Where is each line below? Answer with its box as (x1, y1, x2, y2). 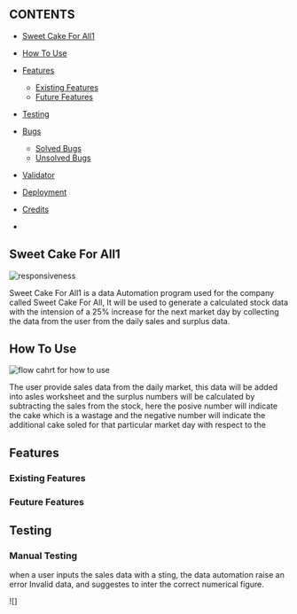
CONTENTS (9, 7, 75, 22)
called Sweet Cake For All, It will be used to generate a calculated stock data (9, 297, 289, 307)
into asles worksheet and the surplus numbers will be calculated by (9, 392, 255, 402)
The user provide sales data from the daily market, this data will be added (9, 382, 278, 392)
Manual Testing (9, 549, 78, 562)
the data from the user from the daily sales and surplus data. (9, 315, 231, 326)
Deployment (21, 186, 67, 198)
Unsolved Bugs (35, 152, 91, 163)
